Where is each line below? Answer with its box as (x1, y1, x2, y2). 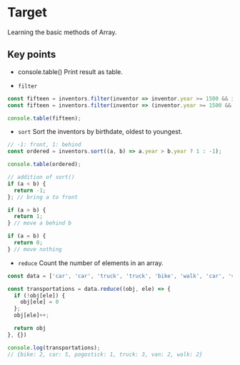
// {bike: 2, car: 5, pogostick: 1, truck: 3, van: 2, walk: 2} (7, 351, 203, 358)
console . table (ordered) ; (7, 161, 81, 168)
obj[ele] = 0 (20, 299, 59, 306)
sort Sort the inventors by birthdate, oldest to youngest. (17, 128, 183, 136)
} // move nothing (7, 245, 62, 253)
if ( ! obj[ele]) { (14, 292, 66, 299)
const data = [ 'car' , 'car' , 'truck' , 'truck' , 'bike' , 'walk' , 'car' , (7, 272, 226, 279)
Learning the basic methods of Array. (7, 28, 117, 36)
